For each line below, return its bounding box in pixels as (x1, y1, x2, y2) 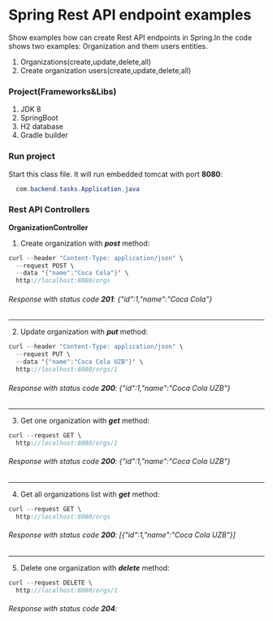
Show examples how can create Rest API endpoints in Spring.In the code (8, 33, 253, 42)
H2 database (19, 122, 63, 132)
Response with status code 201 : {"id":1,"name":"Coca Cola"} (8, 294, 213, 304)
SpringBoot (19, 113, 58, 123)
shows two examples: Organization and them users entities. (8, 41, 209, 50)
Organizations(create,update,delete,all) (19, 57, 152, 67)
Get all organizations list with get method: (19, 489, 160, 499)
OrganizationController (8, 222, 89, 232)
